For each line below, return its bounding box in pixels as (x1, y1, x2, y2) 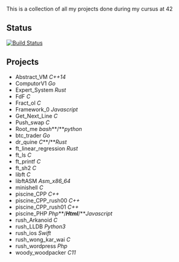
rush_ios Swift (15, 229, 51, 236)
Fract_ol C (15, 99, 41, 107)
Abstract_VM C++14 (15, 73, 66, 80)
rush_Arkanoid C (15, 216, 58, 223)
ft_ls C (15, 151, 32, 159)
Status (6, 23, 32, 33)
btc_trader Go (15, 132, 50, 139)
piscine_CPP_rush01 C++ (15, 203, 79, 211)
